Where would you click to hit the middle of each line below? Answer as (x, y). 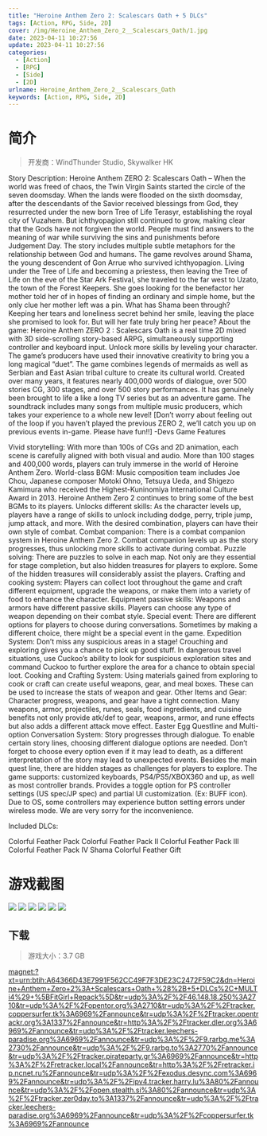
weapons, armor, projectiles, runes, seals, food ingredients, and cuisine (125, 710)
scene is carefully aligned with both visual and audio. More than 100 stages (132, 456)
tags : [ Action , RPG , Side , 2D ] (60, 23)
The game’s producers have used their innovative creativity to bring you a (129, 356)
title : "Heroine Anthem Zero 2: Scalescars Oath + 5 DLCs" (108, 16)
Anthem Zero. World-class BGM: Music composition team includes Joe (124, 473)
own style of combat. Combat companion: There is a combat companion (127, 532)
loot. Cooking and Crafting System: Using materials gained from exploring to (133, 675)
